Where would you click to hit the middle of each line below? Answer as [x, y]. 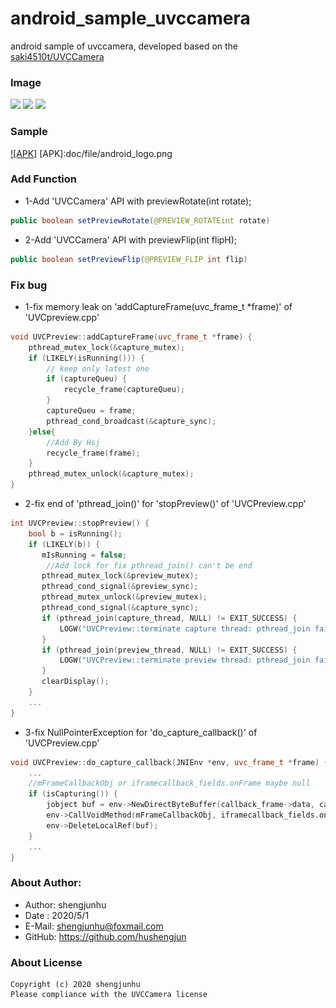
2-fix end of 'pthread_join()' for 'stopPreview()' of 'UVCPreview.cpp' [165, 503]
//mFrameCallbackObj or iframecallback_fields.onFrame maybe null [169, 783]
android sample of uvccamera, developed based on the [124, 46]
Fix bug [29, 285]
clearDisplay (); [75, 682]
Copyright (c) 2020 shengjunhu [75, 984]
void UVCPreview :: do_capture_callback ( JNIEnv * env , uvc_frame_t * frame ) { [169, 762]
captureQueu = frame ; [91, 411]
